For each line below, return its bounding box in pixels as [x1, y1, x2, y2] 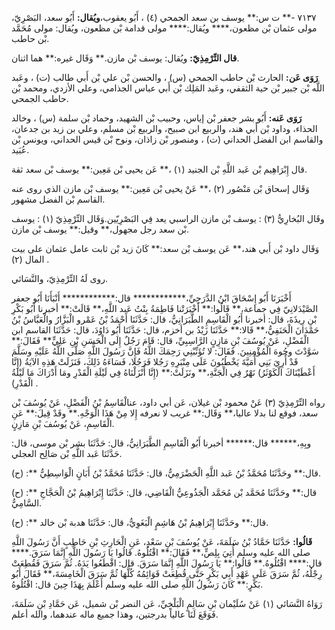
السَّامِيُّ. [11, 497, 43, 509]
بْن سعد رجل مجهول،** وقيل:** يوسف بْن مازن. [11, 223, 190, 235]
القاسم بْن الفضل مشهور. [11, 193, 106, 205]
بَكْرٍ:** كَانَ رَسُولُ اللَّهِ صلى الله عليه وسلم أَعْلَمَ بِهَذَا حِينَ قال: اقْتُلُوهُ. [11, 578, 264, 590]
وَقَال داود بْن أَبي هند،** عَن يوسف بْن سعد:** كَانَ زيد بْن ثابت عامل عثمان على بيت [11, 243, 320, 254]
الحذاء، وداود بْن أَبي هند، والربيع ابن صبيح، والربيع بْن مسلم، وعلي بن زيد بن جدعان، [11, 123, 318, 134]
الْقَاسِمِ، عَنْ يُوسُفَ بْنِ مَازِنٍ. [11, 418, 115, 429]
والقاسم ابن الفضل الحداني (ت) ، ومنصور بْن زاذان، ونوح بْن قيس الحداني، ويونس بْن [11, 133, 324, 145]
